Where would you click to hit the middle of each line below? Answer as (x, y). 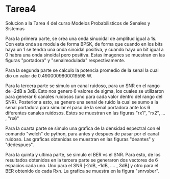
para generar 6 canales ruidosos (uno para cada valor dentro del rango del (84, 96)
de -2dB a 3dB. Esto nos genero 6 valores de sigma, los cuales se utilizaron (85, 91)
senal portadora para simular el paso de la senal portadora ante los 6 (78, 107)
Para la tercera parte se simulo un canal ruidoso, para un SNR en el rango (82, 86)
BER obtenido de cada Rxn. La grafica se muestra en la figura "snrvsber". (82, 171)
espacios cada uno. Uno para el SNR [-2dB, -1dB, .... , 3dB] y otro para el (82, 165)
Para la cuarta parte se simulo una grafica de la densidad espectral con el (83, 128)
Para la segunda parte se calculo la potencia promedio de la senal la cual (82, 70)
